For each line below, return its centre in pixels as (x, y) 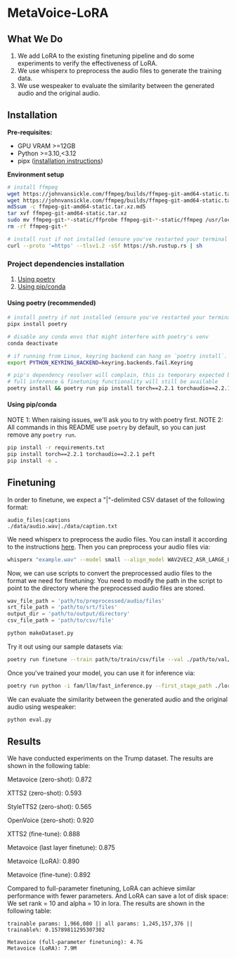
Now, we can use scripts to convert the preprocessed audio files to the (110, 573)
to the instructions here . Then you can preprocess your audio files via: (109, 547)
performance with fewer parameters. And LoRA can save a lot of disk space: (118, 896)
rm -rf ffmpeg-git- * (38, 226)
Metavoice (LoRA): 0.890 (44, 861)
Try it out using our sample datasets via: (65, 646)
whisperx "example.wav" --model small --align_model (86, 560)
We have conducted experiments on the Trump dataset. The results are (110, 758)
